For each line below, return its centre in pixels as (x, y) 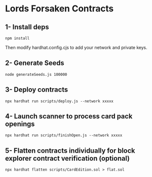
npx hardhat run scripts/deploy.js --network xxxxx (59, 101)
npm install (17, 38)
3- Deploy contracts (37, 90)
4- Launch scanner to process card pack (69, 116)
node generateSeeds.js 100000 (36, 74)
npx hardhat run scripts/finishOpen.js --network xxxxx (64, 135)
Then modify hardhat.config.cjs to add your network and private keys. (76, 47)
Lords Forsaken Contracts (59, 9)
